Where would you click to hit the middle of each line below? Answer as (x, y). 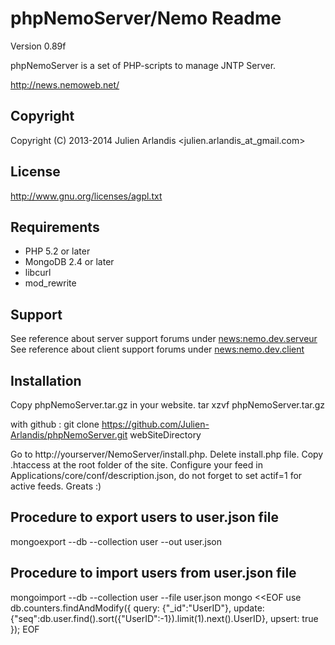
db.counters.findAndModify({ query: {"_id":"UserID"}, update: (137, 608)
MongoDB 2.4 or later (69, 262)
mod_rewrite (50, 283)
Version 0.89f (38, 46)
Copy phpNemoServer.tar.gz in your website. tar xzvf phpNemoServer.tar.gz (168, 405)
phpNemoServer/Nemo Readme (146, 18)
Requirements (55, 227)
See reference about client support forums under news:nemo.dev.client (157, 349)
